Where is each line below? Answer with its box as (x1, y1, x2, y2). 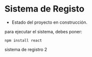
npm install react (4, 38, 42, 43)
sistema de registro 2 (4, 46, 47, 52)
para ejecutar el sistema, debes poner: (4, 28, 83, 34)
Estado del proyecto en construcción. (11, 19, 88, 25)
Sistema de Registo (4, 3, 85, 14)
